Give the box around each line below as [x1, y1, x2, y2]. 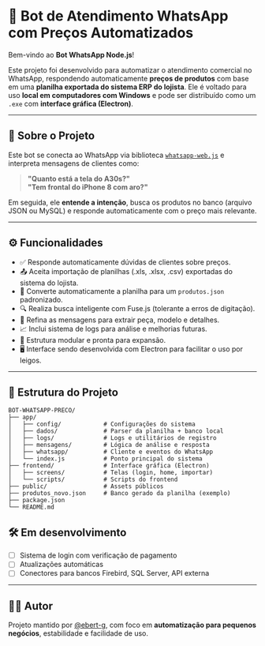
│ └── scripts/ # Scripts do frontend [8, 475, 178, 484]
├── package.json [8, 497, 65, 505]
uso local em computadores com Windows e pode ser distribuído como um [8, 90, 256, 100]
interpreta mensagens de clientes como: [8, 158, 140, 168]
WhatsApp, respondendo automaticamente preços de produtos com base [8, 73, 249, 83]
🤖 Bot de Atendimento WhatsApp [8, 7, 229, 25]
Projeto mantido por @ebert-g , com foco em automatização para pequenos [8, 620, 256, 630]
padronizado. [19, 295, 63, 304]
